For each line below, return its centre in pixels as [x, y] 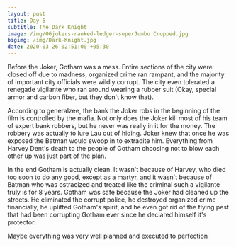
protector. [22, 222]
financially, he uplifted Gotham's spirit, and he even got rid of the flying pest [118, 207]
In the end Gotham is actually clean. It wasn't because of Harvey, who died [117, 170]
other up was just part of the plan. [57, 156]
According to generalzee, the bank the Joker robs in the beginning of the [114, 111]
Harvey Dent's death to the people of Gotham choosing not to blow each [113, 148]
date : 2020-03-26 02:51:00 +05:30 [58, 47]
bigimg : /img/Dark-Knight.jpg [52, 40]
